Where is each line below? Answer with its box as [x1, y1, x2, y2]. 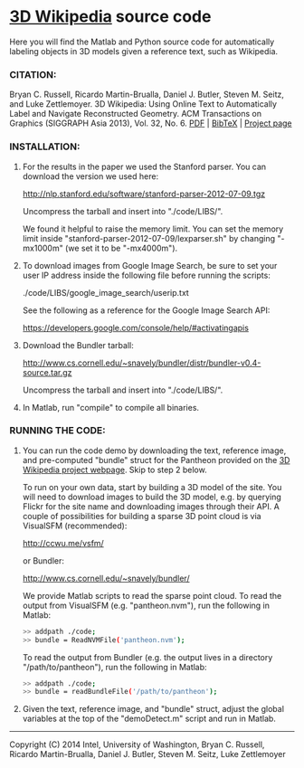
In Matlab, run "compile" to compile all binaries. [22, 402, 200, 412]
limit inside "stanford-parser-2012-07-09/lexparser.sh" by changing [22, 232, 276, 243]
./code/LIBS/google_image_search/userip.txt [22, 287, 190, 298]
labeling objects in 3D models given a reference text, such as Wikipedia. [9, 45, 279, 56]
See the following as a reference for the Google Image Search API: [22, 305, 271, 316]
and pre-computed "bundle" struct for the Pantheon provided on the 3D [22, 454, 290, 465]
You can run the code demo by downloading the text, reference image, [22, 445, 287, 456]
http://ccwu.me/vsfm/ [22, 537, 104, 548]
